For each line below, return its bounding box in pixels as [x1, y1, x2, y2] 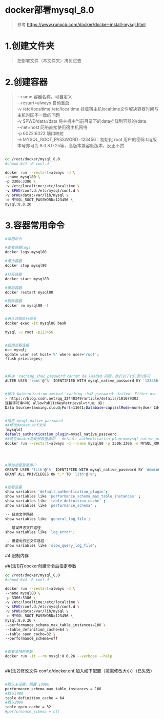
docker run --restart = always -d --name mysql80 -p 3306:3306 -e [5, 441, 139, 446]
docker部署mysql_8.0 [5, 4, 94, 16]
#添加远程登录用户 [5, 463, 37, 468]
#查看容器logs [5, 245, 31, 250]
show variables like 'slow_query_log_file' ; [5, 543, 97, 548]
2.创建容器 [5, 77, 48, 88]
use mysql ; [5, 347, 27, 352]
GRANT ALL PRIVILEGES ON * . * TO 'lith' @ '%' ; [5, 472, 97, 477]
